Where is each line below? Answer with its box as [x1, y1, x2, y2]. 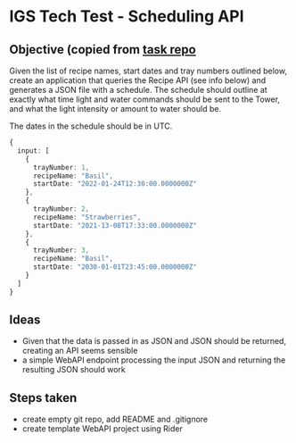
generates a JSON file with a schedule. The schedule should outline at [9, 85, 267, 95]
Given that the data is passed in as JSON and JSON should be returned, [21, 336, 287, 347]
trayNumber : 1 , [32, 163, 90, 171]
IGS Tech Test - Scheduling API [9, 6, 244, 27]
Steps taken [9, 390, 78, 405]
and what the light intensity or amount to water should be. [9, 104, 221, 113]
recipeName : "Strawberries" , [32, 213, 142, 221]
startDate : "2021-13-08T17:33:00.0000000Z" [32, 221, 198, 230]
